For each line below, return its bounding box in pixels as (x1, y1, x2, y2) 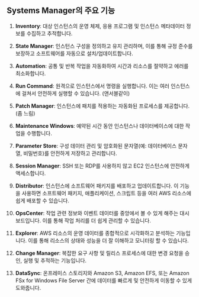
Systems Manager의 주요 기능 (7, 5, 115, 16)
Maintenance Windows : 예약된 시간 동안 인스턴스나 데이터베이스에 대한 (15, 122, 184, 129)
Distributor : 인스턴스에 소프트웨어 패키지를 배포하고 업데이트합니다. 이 (15, 182, 179, 189)
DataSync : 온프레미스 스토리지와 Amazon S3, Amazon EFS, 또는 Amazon (15, 269, 190, 276)
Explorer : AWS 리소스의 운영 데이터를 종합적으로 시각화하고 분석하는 (15, 230, 175, 237)
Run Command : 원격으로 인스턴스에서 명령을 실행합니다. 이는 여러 (15, 82, 169, 89)
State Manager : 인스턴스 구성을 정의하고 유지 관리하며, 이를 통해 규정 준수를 (15, 42, 193, 49)
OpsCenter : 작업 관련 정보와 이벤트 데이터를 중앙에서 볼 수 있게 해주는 (15, 209, 179, 217)
